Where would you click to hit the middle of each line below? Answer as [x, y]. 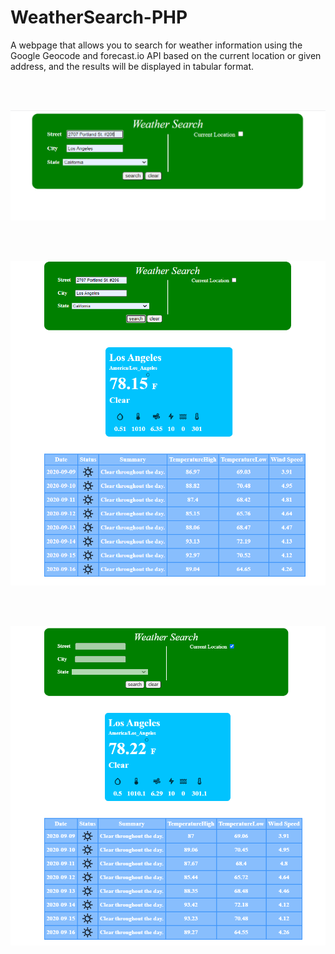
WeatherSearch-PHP [99, 17]
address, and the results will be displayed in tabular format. [132, 66]
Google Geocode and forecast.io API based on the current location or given [166, 55]
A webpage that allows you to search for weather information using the [156, 45]
